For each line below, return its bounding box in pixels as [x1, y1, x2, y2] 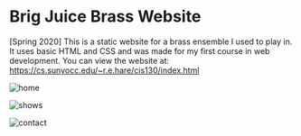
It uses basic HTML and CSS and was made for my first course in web [9, 45, 270, 56]
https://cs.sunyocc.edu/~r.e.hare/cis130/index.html [9, 65, 200, 76]
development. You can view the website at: [9, 55, 170, 66]
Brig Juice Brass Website [9, 6, 202, 27]
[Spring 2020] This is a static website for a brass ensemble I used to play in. [9, 36, 293, 47]
